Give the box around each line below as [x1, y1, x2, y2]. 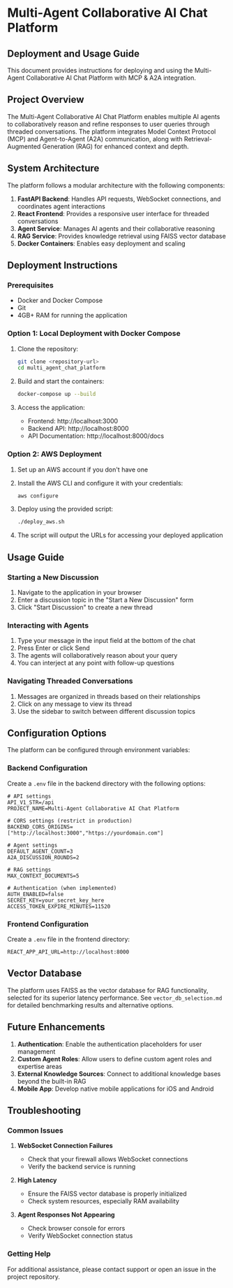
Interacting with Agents [7, 621, 89, 630]
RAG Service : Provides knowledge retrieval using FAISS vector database [17, 232, 227, 240]
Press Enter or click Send [17, 644, 91, 652]
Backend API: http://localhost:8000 [27, 425, 129, 433]
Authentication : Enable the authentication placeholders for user [17, 1040, 202, 1048]
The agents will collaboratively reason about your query [17, 651, 178, 660]
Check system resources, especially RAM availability [27, 1197, 180, 1205]
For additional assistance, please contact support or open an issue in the [7, 1265, 216, 1273]
